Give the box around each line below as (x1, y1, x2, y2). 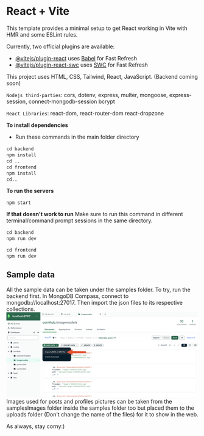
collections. (6, 305, 35, 313)
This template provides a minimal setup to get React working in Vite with (6, 24, 188, 32)
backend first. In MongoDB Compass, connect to (6, 292, 129, 300)
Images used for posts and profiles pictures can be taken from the (6, 398, 172, 405)
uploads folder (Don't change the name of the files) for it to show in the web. (6, 411, 199, 418)
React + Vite (6, 4, 70, 18)
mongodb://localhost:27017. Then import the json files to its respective (6, 299, 183, 306)
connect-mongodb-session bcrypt (28, 98, 116, 105)
